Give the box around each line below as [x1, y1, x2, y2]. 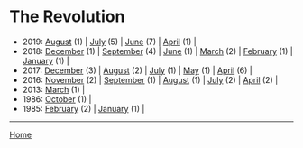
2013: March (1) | [22, 84, 86, 95]
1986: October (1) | [22, 93, 92, 105]
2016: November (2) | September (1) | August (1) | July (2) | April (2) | [22, 74, 279, 85]
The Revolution [9, 6, 125, 27]
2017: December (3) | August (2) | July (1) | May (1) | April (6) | [22, 65, 252, 76]
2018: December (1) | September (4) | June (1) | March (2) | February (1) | [22, 45, 293, 56]
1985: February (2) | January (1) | [22, 103, 145, 114]
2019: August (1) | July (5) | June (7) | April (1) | [22, 36, 197, 47]
